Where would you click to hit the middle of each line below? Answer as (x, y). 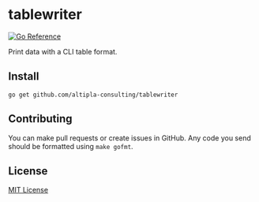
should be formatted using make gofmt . (71, 146)
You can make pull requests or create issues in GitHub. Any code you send (129, 138)
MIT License (28, 190)
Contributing (40, 119)
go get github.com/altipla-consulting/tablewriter (93, 95)
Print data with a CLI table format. (63, 51)
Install (24, 77)
